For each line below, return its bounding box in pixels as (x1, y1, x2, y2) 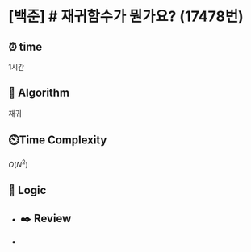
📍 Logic (8, 183, 47, 197)
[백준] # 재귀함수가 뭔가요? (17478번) (8, 7, 244, 26)
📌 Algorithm (8, 86, 70, 100)
